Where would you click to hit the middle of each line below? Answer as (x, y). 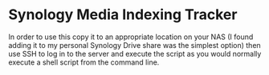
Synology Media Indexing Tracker (123, 15)
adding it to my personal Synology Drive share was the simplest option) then (134, 45)
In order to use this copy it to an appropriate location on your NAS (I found (131, 37)
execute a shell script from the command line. (84, 62)
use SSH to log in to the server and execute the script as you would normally (135, 53)
